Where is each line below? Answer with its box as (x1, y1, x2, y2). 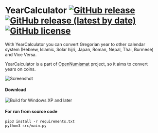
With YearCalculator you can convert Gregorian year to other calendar (5, 41, 145, 47)
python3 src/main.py (5, 123, 47, 128)
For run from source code (5, 108, 57, 114)
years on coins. (5, 66, 36, 72)
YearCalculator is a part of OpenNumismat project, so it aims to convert (5, 61, 148, 67)
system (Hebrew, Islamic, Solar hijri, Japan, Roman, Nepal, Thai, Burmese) (5, 46, 154, 52)
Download (5, 87, 26, 92)
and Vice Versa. (5, 51, 37, 58)
